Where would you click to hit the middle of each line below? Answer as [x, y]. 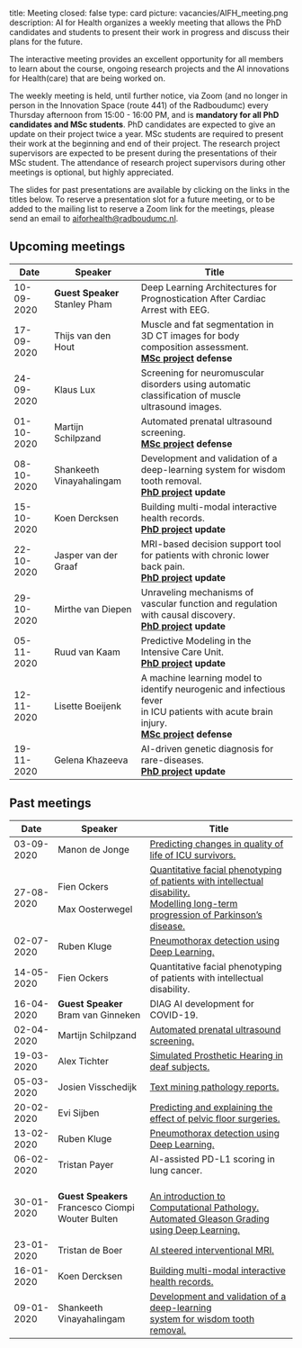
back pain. [163, 566]
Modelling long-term [194, 903]
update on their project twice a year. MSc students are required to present [147, 134]
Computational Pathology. [204, 1208]
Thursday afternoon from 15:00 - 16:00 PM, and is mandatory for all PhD [144, 115]
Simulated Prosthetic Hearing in [216, 1055]
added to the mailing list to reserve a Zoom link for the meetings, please [142, 209]
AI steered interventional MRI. [212, 1250]
